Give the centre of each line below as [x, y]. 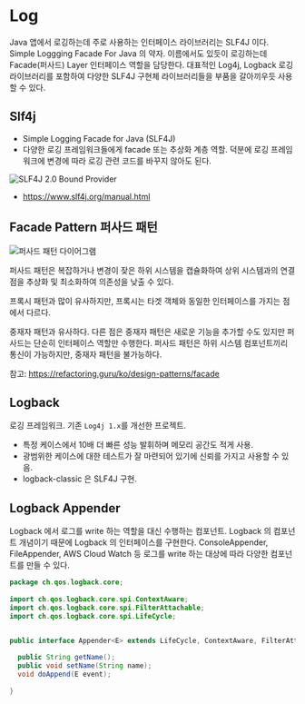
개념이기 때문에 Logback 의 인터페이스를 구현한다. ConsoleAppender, [143, 542]
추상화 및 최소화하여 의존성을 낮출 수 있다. [100, 282]
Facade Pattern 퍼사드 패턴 [84, 228]
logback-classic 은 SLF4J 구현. [80, 479]
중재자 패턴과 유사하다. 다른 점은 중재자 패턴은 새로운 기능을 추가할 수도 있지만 [148, 332]
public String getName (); [67, 658]
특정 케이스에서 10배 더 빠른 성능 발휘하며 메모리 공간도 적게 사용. [138, 445]
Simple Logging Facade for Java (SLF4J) [99, 138]
